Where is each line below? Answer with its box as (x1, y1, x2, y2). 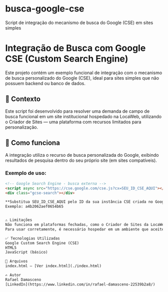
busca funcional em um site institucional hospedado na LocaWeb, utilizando (5, 113, 161, 119)
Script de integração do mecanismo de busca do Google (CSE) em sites (5, 20, 153, 26)
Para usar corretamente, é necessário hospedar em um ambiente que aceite (5, 226, 164, 232)
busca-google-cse (5, 3, 84, 15)
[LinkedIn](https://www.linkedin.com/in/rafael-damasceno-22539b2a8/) (5, 281, 155, 287)
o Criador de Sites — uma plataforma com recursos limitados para (5, 119, 141, 125)
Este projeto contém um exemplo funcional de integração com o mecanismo (5, 70, 162, 76)
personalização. (5, 124, 38, 130)
